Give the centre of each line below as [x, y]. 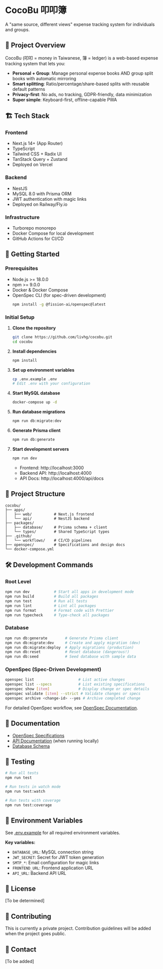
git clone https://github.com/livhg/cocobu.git [62, 337]
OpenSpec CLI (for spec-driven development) [59, 295]
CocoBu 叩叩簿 [36, 10]
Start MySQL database [36, 393]
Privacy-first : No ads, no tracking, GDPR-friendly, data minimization [82, 94]
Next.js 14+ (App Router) [37, 143]
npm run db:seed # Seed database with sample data [71, 657]
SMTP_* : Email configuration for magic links [55, 862]
